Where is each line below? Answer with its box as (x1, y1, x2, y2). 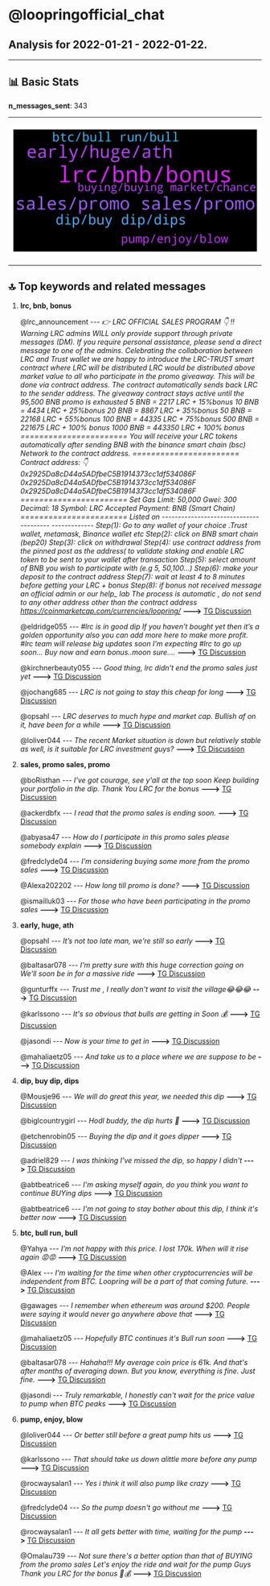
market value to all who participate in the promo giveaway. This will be (19, 372, 256, 381)
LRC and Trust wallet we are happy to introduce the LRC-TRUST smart (19, 355, 255, 364)
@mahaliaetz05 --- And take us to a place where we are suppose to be (19, 1052, 257, 1061)
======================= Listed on (19, 512, 161, 521)
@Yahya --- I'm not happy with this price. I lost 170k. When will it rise (19, 1243, 249, 1254)
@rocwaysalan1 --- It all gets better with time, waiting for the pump (19, 1527, 243, 1537)
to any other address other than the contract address (19, 598, 198, 608)
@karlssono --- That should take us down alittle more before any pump (19, 1455, 257, 1464)
